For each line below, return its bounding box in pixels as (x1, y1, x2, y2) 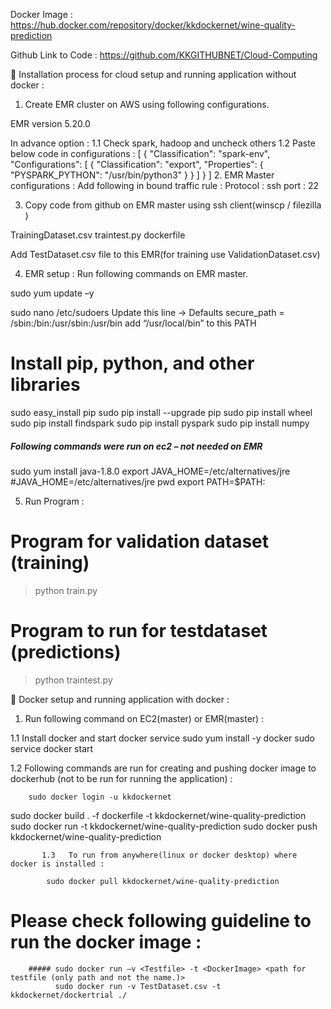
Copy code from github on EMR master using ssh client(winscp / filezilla (24, 199, 322, 211)
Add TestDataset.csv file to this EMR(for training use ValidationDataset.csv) (10, 249, 321, 260)
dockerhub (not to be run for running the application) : (10, 772, 233, 784)
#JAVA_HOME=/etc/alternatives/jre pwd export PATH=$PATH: (10, 475, 266, 488)
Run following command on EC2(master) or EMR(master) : (24, 712, 265, 724)
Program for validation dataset (10, 530, 270, 553)
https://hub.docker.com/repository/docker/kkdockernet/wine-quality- (10, 19, 296, 31)
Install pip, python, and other (10, 352, 255, 375)
